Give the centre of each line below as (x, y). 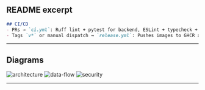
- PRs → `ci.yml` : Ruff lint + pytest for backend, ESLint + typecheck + (102, 30)
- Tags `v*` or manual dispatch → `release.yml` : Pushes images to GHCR (101, 35)
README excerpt (40, 10)
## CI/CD (17, 24)
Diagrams (25, 60)
